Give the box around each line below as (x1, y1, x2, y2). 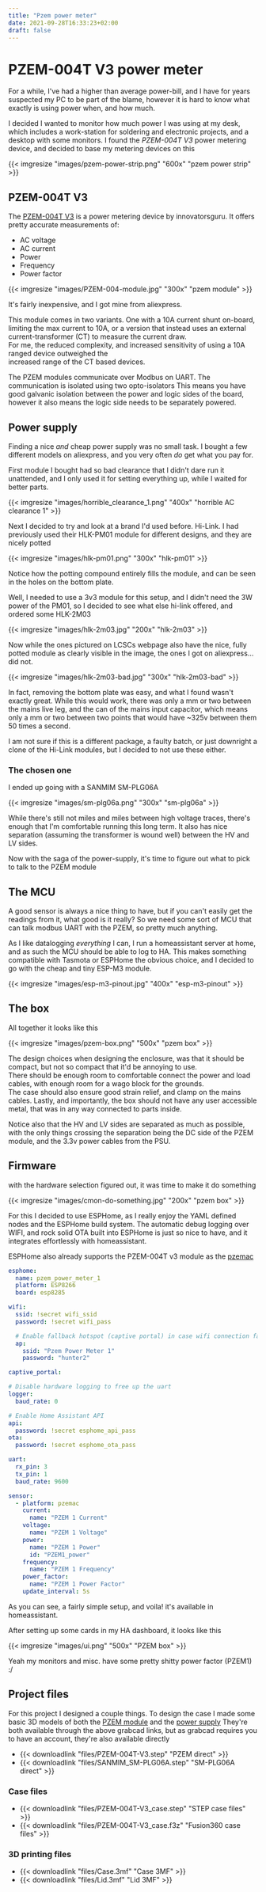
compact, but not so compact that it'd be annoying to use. (8, 1062, 198, 1071)
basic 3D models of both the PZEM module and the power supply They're (8, 1717, 248, 1727)
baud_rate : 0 (15, 1397, 59, 1405)
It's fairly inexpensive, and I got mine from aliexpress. (8, 300, 183, 310)
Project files (8, 1688, 69, 1701)
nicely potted (8, 538, 51, 547)
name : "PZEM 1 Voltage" (28, 1529, 108, 1537)
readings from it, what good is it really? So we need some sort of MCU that (8, 915, 252, 925)
